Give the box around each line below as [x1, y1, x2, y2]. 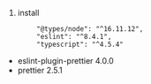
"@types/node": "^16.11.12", [36, 25, 144, 34]
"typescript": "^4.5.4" [36, 40, 124, 49]
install [17, 8, 40, 18]
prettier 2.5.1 [17, 65, 64, 75]
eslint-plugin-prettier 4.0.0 [17, 56, 115, 65]
